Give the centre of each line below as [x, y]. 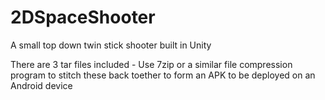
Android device [41, 85]
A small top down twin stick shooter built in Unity [111, 45]
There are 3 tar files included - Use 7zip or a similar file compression [151, 64]
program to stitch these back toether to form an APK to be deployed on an [163, 75]
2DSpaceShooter [83, 17]
